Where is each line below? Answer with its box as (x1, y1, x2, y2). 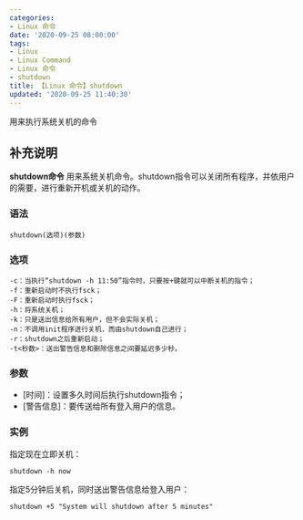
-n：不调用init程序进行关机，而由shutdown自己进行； (9, 325, 189, 334)
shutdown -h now (9, 466, 71, 475)
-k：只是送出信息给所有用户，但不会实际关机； (9, 315, 161, 324)
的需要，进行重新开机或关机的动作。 (9, 182, 146, 193)
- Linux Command (9, 56, 71, 65)
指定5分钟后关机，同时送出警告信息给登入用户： (9, 484, 190, 494)
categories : (9, 13, 55, 23)
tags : (9, 38, 30, 48)
